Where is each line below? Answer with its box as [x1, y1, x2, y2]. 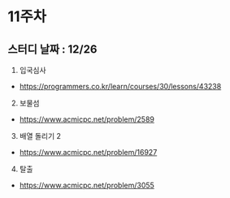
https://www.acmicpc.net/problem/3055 [19, 180, 155, 190]
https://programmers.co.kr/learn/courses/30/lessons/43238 [19, 82, 222, 91]
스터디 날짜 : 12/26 [7, 42, 98, 56]
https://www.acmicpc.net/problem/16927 [19, 148, 158, 157]
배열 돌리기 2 [19, 131, 62, 140]
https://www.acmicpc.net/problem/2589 [19, 114, 155, 124]
